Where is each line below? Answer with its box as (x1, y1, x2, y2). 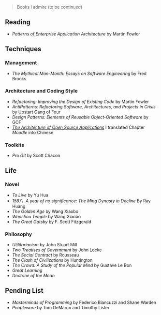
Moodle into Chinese (12, 129, 54, 135)
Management (5, 60, 37, 66)
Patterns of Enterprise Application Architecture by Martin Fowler (12, 31, 140, 37)
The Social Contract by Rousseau (12, 252, 79, 258)
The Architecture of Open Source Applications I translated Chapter (12, 124, 145, 130)
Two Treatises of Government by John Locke (12, 247, 102, 253)
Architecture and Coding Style (5, 88, 78, 94)
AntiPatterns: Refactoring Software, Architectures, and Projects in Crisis (12, 104, 156, 109)
